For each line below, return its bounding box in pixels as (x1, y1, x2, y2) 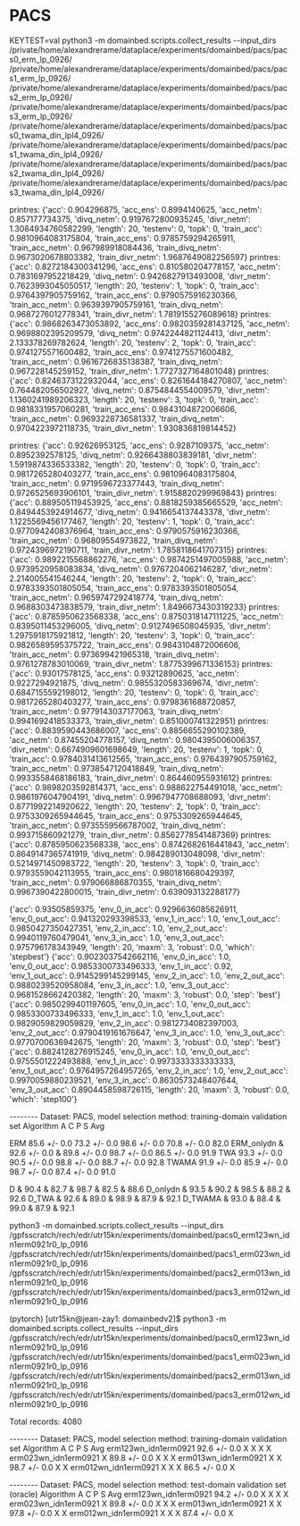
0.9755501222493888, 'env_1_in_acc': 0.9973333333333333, (9, 1056, 237, 1067)
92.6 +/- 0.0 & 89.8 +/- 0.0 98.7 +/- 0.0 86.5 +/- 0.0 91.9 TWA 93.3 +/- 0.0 (9, 1147, 283, 1158)
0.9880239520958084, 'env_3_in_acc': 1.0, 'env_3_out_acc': (9, 980, 229, 991)
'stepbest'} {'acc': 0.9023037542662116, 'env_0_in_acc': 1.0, (9, 951, 231, 962)
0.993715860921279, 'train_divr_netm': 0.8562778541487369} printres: (9, 829, 272, 840)
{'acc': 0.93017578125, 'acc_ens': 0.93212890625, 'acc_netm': (9, 668, 239, 679)
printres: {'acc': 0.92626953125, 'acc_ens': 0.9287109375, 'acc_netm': (9, 440, 270, 451)
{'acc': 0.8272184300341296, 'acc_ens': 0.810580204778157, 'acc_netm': (9, 261, 281, 272)
